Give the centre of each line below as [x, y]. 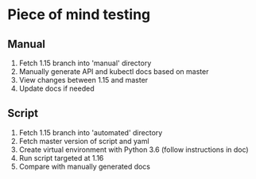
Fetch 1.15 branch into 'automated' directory [91, 132]
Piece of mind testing [79, 15]
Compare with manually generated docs [85, 166]
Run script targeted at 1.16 [61, 158]
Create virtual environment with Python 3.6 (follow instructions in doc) [134, 150]
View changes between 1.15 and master [83, 80]
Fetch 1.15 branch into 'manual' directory [85, 63]
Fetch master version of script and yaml [84, 141]
